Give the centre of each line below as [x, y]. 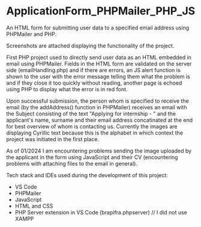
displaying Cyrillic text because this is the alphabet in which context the [95, 133]
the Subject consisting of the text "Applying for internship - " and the [91, 114]
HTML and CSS [34, 206]
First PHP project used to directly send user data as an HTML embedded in [99, 57]
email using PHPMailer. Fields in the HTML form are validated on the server [99, 64]
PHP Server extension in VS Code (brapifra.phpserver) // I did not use [101, 212]
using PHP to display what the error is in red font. [67, 89]
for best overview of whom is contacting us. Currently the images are [92, 126]
